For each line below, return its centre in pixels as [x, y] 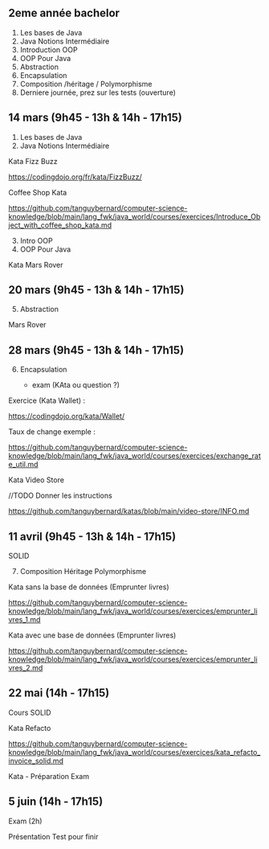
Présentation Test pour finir [53, 836]
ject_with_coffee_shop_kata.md [60, 225]
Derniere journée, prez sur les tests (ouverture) [98, 92]
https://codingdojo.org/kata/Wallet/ [67, 416]
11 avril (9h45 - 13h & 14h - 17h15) [92, 537]
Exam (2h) [25, 821]
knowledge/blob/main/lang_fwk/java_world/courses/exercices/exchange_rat [134, 456]
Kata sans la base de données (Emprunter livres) [89, 587]
